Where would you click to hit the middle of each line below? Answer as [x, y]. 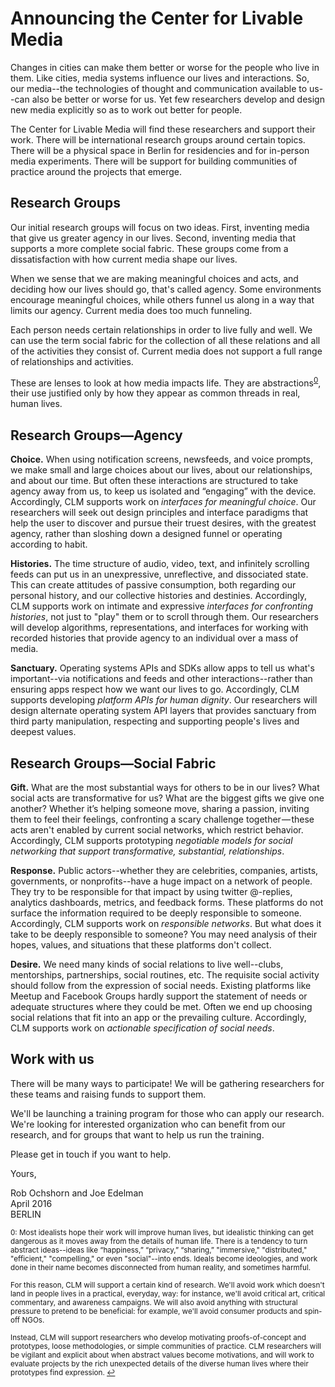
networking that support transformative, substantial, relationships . [147, 851]
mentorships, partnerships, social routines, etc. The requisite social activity [165, 975]
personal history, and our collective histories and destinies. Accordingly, [159, 596]
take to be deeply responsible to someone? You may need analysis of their [164, 934]
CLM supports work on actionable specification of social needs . [142, 1028]
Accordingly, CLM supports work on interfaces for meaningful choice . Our [163, 502]
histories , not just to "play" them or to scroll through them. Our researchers [164, 617]
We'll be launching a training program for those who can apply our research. [167, 1113]
